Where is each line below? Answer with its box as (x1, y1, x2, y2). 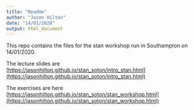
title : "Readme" (6, 8, 47, 15)
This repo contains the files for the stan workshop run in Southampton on (6, 42, 188, 49)
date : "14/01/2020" (6, 20, 55, 26)
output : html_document (6, 25, 63, 32)
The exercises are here (6, 85, 63, 92)
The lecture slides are (6, 60, 60, 67)
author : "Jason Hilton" (6, 14, 66, 20)
